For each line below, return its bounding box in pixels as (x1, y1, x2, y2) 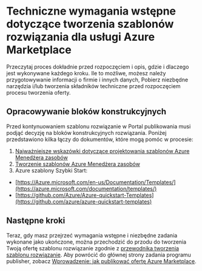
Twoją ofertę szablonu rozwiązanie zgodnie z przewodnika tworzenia (6, 244, 180, 252)
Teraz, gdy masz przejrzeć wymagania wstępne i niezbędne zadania (6, 232, 178, 239)
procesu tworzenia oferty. (6, 89, 71, 96)
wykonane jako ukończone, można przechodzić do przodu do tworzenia (6, 238, 187, 245)
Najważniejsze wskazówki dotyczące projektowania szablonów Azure (15, 147, 190, 154)
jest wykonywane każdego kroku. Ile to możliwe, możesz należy (6, 69, 166, 77)
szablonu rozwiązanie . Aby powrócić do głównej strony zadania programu (6, 251, 191, 258)
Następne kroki (6, 216, 66, 226)
